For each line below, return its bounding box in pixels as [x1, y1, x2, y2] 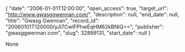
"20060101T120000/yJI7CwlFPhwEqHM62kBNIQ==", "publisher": [5, 23, 165, 30]
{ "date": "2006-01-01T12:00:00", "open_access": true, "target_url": [5, 5, 169, 12]
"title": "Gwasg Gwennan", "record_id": [5, 17, 100, 24]
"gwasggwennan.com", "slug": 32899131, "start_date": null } [5, 29, 151, 36]
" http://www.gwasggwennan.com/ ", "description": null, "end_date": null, [5, 11, 180, 18]
